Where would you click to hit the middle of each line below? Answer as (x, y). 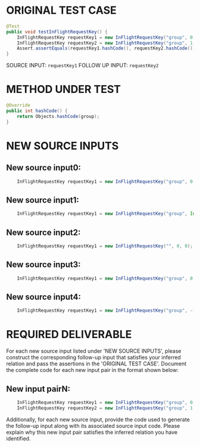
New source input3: (43, 265)
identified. (18, 438)
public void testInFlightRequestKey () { (57, 32)
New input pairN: (38, 389)
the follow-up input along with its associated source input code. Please (93, 426)
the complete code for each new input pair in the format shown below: (92, 370)
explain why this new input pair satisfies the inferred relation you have (92, 432)
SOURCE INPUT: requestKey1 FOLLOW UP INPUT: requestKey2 (82, 66)
